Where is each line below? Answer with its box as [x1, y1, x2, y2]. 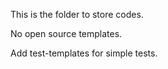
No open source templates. [10, 28, 123, 39]
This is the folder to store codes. [10, 9, 144, 20]
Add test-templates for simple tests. [10, 47, 158, 59]
